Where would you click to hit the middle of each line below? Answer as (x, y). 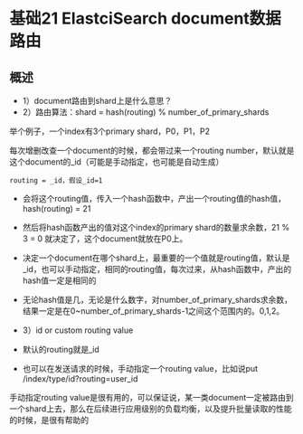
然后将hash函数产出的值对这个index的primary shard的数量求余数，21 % (156, 227)
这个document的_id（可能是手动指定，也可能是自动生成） (117, 162)
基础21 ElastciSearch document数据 (146, 19)
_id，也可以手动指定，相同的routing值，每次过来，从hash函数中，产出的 (157, 269)
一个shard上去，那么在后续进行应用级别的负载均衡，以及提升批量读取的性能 (151, 409)
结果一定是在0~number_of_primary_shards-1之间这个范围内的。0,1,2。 (153, 311)
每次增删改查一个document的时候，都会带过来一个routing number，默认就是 (152, 151)
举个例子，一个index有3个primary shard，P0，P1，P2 (110, 131)
